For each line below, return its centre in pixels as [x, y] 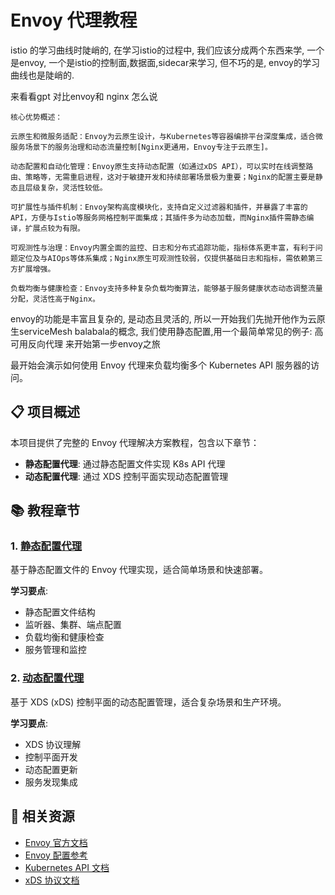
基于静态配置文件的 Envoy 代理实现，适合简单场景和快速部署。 [139, 570]
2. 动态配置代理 [47, 678]
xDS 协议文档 [52, 880]
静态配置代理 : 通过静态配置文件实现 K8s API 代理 [125, 463]
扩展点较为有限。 [54, 228]
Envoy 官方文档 [56, 842]
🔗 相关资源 [42, 816]
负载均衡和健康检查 [64, 637]
